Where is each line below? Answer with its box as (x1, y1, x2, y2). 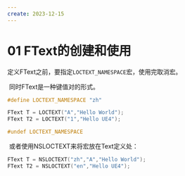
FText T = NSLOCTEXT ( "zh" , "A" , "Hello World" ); (7, 156, 146, 163)
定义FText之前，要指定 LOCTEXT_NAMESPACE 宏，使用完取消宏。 (7, 68, 182, 76)
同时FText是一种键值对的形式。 (8, 82, 100, 91)
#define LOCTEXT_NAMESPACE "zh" (7, 96, 102, 103)
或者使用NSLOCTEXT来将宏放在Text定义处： (8, 142, 139, 151)
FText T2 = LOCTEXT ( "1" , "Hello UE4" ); (7, 115, 121, 123)
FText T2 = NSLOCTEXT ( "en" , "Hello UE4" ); (7, 163, 131, 170)
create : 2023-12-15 (7, 10, 65, 18)
